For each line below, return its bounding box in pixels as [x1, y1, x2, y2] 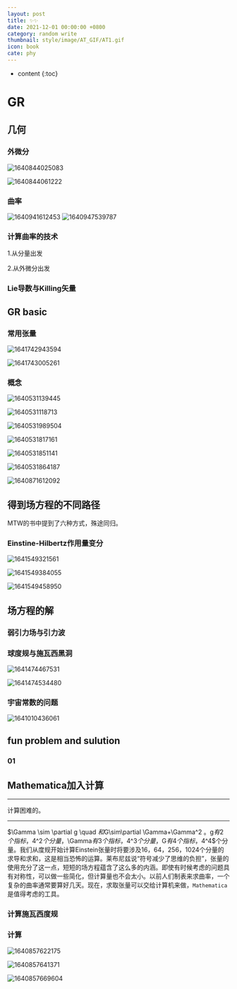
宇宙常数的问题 [7, 697, 59, 707]
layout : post [7, 10, 46, 18]
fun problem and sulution [7, 734, 121, 747]
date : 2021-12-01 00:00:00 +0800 [7, 23, 106, 30]
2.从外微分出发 [7, 264, 51, 273]
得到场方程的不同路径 [7, 498, 100, 510]
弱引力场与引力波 [7, 627, 66, 637]
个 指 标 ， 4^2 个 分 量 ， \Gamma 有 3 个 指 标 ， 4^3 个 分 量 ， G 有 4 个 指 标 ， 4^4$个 [7, 837, 222, 845]
